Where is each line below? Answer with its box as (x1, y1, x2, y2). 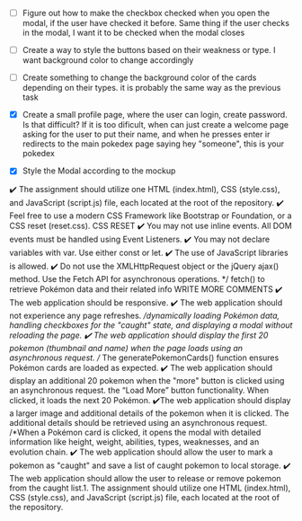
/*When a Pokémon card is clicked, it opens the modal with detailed (9, 427, 262, 438)
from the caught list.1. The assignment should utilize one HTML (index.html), (9, 482, 291, 493)
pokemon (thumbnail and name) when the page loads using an (9, 343, 244, 354)
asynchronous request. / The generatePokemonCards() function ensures (9, 352, 280, 363)
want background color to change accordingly (22, 55, 194, 66)
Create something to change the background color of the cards (22, 72, 257, 84)
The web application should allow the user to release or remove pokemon (9, 473, 281, 484)
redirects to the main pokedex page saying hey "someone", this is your (22, 138, 285, 149)
